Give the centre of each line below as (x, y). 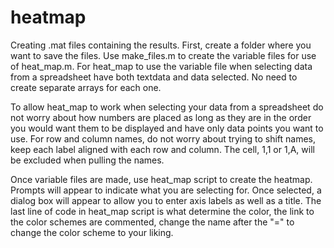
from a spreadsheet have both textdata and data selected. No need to (154, 77)
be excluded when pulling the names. (87, 160)
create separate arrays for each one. (86, 87)
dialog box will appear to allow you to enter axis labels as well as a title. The (166, 200)
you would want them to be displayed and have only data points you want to (167, 128)
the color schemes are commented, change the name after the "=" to (152, 222)
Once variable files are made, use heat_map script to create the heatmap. (161, 179)
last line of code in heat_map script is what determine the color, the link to (162, 211)
